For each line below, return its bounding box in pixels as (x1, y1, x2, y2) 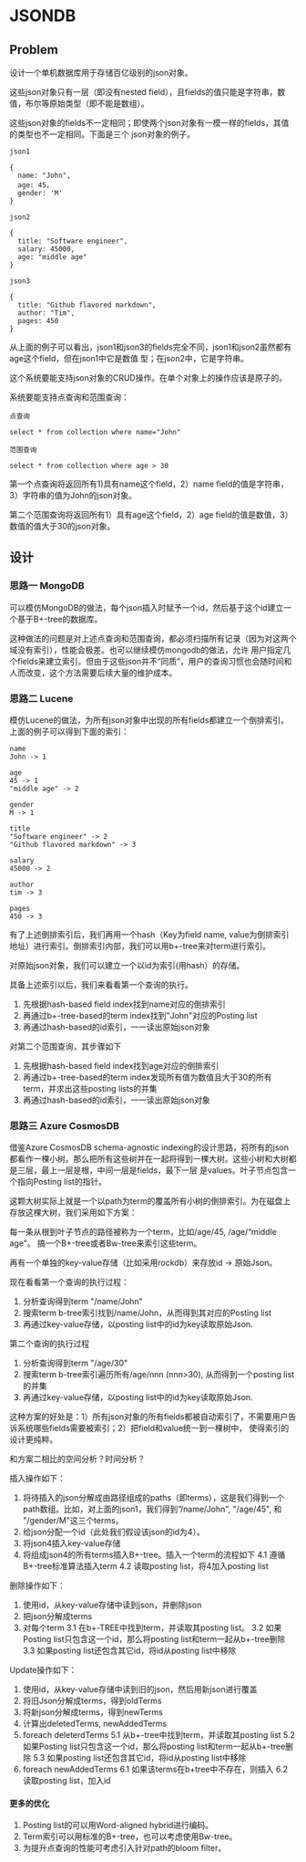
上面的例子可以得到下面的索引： (9, 726, 129, 737)
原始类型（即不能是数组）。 (48, 98, 149, 109)
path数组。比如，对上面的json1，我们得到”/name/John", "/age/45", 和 (22, 1503, 282, 1515)
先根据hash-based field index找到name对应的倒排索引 (22, 999, 226, 1009)
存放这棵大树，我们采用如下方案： (9, 1207, 138, 1219)
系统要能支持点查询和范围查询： (9, 392, 129, 403)
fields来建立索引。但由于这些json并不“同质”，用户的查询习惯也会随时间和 (16, 655, 292, 666)
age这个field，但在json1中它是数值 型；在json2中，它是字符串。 (9, 353, 249, 363)
